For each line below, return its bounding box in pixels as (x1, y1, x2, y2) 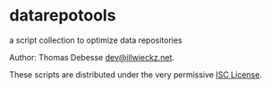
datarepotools (9, 5, 116, 26)
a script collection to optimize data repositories (9, 35, 182, 45)
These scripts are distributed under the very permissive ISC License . (9, 69, 262, 80)
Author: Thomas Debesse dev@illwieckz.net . (9, 52, 175, 62)
